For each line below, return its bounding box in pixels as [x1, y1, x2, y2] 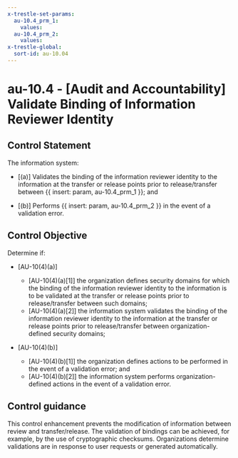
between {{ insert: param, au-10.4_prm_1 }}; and [17, 187, 158, 196]
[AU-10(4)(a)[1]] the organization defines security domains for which [28, 276, 230, 285]
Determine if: [7, 248, 46, 257]
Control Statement [7, 140, 91, 152]
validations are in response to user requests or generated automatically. [7, 442, 219, 450]
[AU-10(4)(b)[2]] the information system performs [28, 372, 175, 380]
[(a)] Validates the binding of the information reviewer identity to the [17, 172, 217, 180]
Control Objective [7, 230, 88, 242]
